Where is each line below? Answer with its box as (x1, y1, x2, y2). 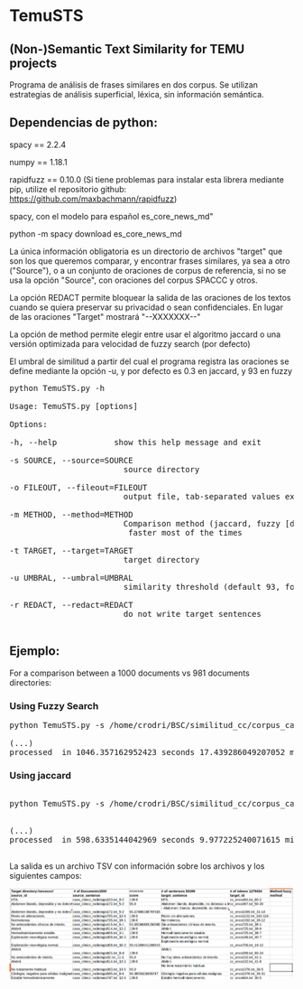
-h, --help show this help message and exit (9, 437, 262, 447)
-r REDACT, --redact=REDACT (9, 600, 133, 610)
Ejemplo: (9, 643, 60, 659)
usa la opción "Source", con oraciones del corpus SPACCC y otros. (9, 275, 259, 285)
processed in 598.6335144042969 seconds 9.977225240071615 (9, 835, 281, 845)
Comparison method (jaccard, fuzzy (123, 518, 281, 528)
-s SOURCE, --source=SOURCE (9, 455, 133, 465)
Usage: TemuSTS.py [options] (9, 401, 138, 411)
